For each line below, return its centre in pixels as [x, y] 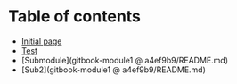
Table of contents [75, 17]
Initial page [41, 41]
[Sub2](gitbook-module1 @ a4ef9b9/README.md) [114, 70]
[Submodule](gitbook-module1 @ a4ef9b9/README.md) [125, 60]
